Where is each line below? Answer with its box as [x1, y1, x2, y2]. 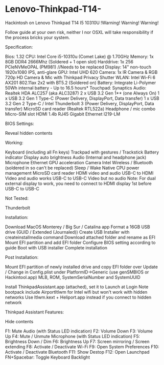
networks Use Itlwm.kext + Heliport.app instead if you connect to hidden [5, 294, 152, 300]
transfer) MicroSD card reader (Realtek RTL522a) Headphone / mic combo [5, 106, 156, 112]
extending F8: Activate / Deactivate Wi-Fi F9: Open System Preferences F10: [5, 343, 160, 350]
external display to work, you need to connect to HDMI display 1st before [5, 181, 152, 186]
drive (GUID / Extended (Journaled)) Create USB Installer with [5, 229, 130, 235]
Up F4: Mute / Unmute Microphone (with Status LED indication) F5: [5, 333, 141, 339]
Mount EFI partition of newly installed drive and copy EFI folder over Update [5, 264, 158, 270]
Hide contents [5, 318, 33, 324]
